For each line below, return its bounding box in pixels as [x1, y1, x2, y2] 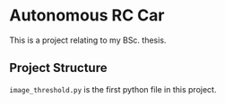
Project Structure [9, 60, 108, 76]
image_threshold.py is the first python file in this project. [9, 84, 217, 94]
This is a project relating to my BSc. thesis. [9, 35, 167, 45]
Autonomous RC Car [9, 5, 165, 26]
